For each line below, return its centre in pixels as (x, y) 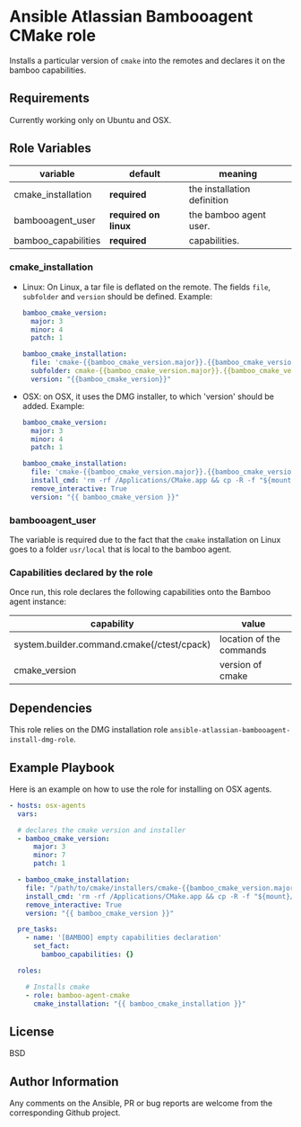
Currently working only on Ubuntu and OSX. (90, 120)
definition (209, 200)
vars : (28, 814)
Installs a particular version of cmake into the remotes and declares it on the (147, 60)
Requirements (49, 98)
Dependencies (51, 708)
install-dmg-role (42, 740)
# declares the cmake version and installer (102, 830)
